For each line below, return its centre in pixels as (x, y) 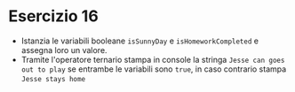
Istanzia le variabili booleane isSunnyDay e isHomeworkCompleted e (140, 41)
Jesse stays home (53, 79)
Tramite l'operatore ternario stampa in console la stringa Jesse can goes (153, 59)
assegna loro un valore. (64, 50)
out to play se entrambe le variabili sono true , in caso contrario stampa (154, 69)
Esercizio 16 (53, 16)
